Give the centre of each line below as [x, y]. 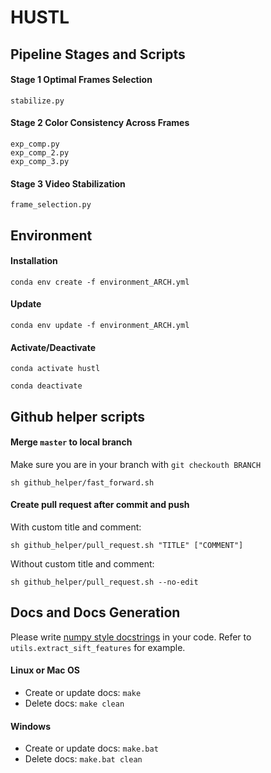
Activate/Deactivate [53, 347]
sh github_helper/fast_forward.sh [82, 482]
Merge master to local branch [71, 442]
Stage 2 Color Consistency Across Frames [100, 123]
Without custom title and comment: [82, 563]
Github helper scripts [78, 416]
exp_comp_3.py [40, 161]
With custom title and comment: [76, 527]
